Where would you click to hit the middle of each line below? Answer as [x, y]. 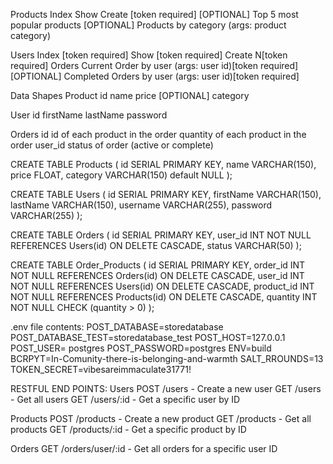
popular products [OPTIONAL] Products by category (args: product [148, 25]
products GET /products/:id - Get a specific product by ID [128, 429]
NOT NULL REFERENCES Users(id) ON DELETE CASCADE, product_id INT [162, 286]
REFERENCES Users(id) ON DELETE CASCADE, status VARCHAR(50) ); [156, 245]
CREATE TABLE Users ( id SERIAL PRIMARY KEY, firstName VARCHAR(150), [166, 194]
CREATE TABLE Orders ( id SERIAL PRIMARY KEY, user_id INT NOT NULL [161, 235]
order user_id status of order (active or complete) [112, 145]
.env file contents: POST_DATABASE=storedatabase [117, 327]
